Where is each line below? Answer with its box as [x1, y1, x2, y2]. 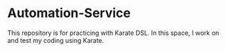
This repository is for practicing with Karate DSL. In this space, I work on [7, 28, 220, 37]
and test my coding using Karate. [7, 36, 104, 44]
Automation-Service [7, 5, 131, 21]
